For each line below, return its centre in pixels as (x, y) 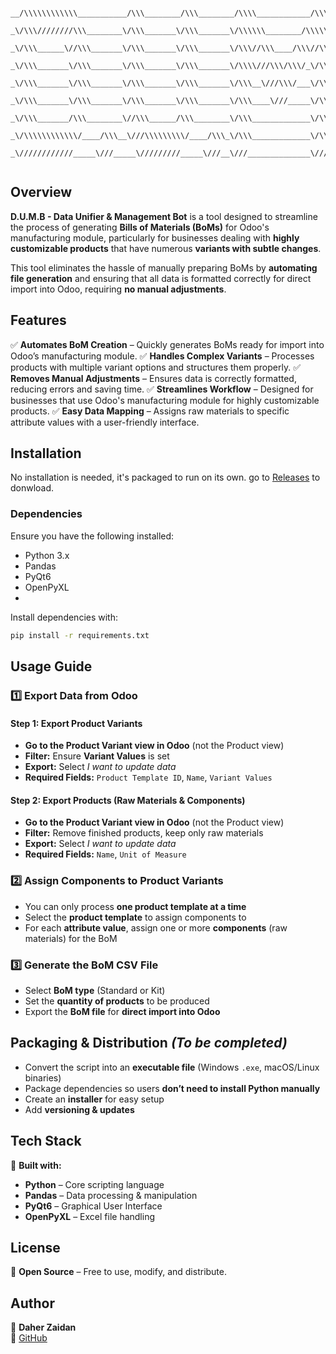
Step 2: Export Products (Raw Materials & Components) (128, 800)
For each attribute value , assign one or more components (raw (156, 927)
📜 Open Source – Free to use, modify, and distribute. (119, 1272)
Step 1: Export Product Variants (76, 723)
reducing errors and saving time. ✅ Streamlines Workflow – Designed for (162, 389)
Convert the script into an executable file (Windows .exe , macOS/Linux (172, 1067)
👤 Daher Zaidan (43, 1327)
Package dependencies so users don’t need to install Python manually (172, 1088)
